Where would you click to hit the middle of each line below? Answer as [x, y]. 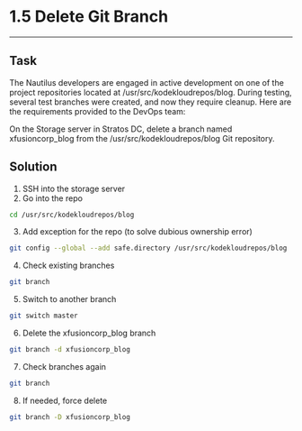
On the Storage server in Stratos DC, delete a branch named [121, 129]
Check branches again [64, 366]
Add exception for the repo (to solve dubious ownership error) [138, 232]
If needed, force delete [65, 400]
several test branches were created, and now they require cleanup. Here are [151, 102]
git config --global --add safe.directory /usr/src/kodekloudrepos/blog [148, 248]
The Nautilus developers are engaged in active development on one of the [147, 82]
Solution [33, 167]
